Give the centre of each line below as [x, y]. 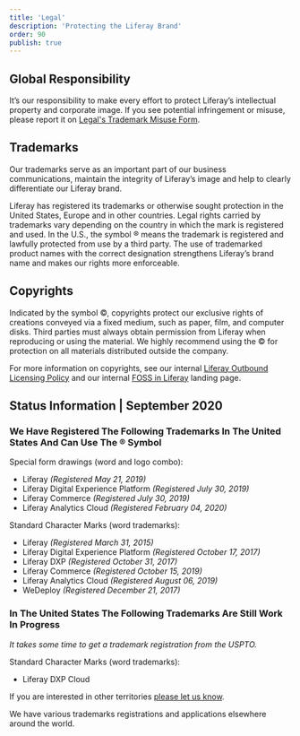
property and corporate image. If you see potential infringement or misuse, [147, 110]
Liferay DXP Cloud [56, 679]
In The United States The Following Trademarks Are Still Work [146, 613]
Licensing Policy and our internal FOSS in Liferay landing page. [125, 377]
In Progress [35, 625]
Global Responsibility [70, 78]
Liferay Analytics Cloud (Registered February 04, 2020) [124, 508]
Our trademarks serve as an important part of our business [118, 169]
